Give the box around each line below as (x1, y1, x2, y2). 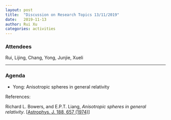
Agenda (5, 72, 25, 79)
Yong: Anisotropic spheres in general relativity (12, 83, 110, 89)
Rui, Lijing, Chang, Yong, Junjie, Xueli (5, 54, 83, 61)
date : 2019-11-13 (5, 17, 47, 22)
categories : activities (5, 26, 56, 32)
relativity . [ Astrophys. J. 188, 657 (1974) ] (5, 109, 90, 115)
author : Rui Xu (5, 21, 38, 27)
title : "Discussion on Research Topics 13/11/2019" (5, 12, 120, 17)
